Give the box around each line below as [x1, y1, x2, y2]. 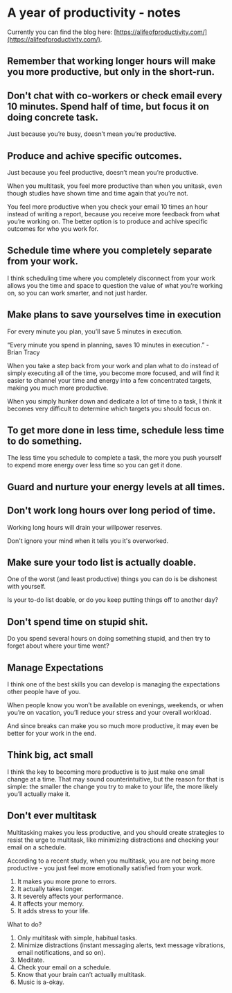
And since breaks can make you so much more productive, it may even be [7, 722, 219, 730]
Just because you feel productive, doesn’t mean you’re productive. [7, 168, 199, 176]
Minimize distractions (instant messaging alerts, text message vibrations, [17, 941, 226, 949]
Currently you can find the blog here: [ [7, 28, 116, 36]
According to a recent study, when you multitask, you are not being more [7, 856, 215, 865]
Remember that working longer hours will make [7, 55, 216, 67]
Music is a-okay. [17, 978, 64, 986]
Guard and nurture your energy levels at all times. [7, 481, 226, 493]
